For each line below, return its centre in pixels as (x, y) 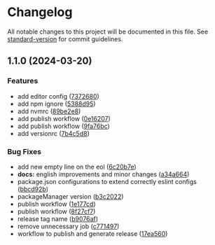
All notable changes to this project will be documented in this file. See (108, 31)
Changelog (40, 12)
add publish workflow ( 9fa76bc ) (63, 126)
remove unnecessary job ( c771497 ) (68, 226)
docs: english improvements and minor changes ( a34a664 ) (103, 174)
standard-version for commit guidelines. (65, 38)
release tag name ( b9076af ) (58, 218)
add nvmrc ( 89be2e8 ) (49, 111)
